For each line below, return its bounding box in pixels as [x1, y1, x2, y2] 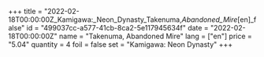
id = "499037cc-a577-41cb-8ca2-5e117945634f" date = [26, 23, 209, 32]
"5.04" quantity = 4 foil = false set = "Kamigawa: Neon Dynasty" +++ [8, 40, 233, 49]
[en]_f [237, 15, 257, 24]
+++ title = [8, 7, 43, 16]
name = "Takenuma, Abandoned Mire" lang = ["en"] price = [58, 31, 252, 41]
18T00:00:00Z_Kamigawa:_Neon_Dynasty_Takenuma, [8, 15, 183, 24]
